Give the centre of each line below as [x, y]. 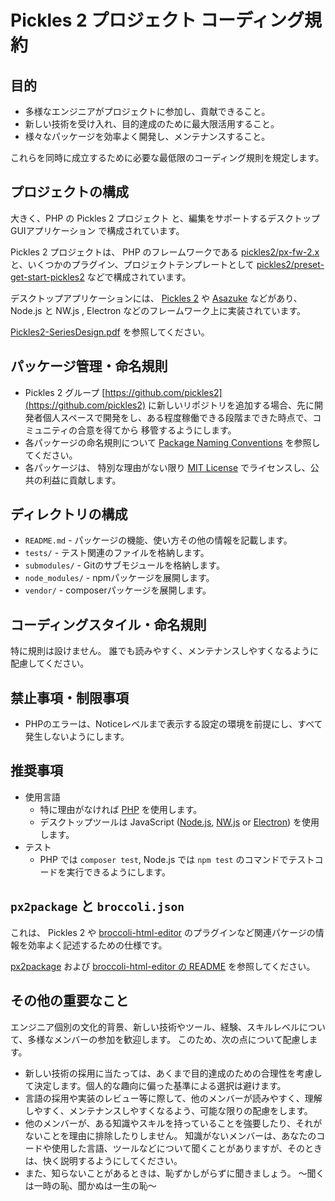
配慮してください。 [50, 663]
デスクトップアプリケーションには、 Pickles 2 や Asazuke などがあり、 [156, 298]
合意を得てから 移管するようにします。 [156, 430]
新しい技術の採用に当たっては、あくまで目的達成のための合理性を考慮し [173, 1073]
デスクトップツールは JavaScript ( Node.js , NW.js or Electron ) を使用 [179, 822]
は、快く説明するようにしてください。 [103, 1160]
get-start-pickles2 [47, 277]
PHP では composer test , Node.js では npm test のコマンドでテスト [177, 859]
